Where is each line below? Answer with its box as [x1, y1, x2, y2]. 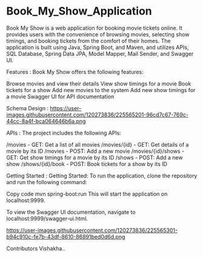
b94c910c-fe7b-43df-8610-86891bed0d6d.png [6, 233, 125, 240]
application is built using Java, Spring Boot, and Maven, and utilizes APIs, [6, 44, 189, 51]
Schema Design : [6, 104, 49, 112]
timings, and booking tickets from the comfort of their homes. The [6, 37, 171, 44]
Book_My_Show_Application [6, 4, 153, 18]
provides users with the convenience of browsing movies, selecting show [6, 30, 190, 38]
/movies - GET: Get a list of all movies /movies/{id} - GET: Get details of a [6, 141, 189, 148]
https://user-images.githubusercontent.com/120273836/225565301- [6, 226, 178, 234]
